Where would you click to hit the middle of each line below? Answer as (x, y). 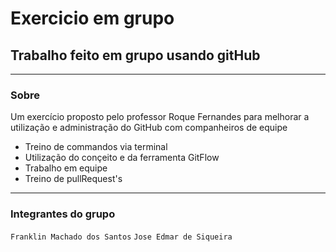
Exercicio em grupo (92, 18)
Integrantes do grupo (63, 214)
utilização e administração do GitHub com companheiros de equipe (149, 128)
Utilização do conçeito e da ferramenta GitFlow (122, 158)
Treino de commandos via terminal (96, 147)
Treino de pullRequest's (73, 179)
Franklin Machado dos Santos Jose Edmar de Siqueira (121, 237)
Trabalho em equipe (66, 168)
